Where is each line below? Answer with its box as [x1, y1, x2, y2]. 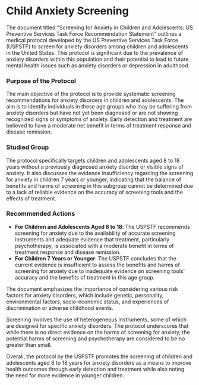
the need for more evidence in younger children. [6, 371, 125, 379]
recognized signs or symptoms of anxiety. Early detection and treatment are [6, 116, 192, 123]
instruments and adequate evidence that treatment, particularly [14, 235, 170, 243]
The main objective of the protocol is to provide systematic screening [6, 91, 176, 98]
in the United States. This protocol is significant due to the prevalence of [6, 49, 184, 56]
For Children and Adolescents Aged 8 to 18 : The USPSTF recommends [14, 223, 190, 230]
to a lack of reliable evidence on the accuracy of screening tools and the [6, 188, 183, 195]
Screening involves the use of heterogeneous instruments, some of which [6, 316, 187, 323]
